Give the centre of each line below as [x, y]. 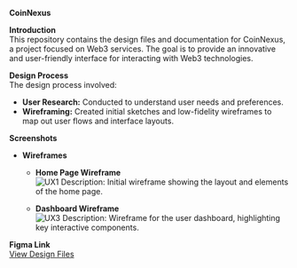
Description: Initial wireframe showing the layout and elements [175, 182]
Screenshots [33, 138]
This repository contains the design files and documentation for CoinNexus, [148, 39]
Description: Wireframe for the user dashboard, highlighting [171, 218]
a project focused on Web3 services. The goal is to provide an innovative [143, 49]
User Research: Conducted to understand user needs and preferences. [152, 102]
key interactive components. [87, 227]
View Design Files [42, 254]
